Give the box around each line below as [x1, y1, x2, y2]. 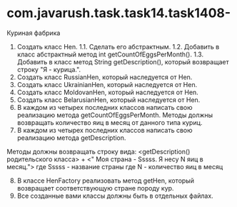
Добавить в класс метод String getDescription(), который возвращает [16, 57, 229, 66]
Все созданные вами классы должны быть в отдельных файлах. [16, 191, 213, 200]
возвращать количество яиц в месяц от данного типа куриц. [16, 118, 203, 126]
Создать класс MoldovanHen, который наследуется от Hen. [16, 88, 199, 96]
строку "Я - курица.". [16, 65, 81, 74]
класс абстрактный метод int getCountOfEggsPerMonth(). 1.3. [16, 50, 204, 59]
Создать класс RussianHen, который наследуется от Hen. [16, 73, 193, 81]
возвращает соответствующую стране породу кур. [16, 183, 174, 192]
